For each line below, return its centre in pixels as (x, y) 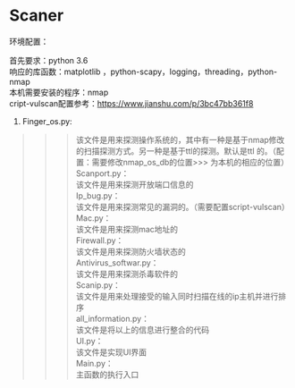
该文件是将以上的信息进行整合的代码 (143, 329)
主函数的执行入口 (107, 374)
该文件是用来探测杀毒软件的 (127, 274)
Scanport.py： (102, 173)
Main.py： (94, 363)
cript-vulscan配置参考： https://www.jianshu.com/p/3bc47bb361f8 (131, 103)
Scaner (37, 16)
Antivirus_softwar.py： (117, 262)
